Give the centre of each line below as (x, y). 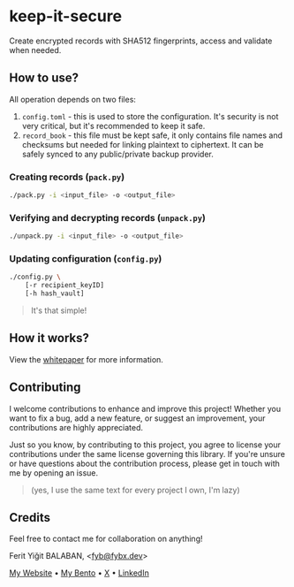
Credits (30, 518)
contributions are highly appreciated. (76, 427)
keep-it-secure (65, 16)
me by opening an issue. (54, 473)
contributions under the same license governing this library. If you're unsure (147, 454)
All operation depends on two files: (73, 99)
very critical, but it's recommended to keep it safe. (113, 126)
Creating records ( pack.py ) (67, 177)
